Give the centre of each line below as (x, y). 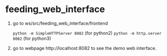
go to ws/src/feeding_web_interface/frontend (60, 23)
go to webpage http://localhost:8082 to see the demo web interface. (85, 48)
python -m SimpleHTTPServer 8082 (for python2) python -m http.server (87, 33)
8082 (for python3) (32, 38)
